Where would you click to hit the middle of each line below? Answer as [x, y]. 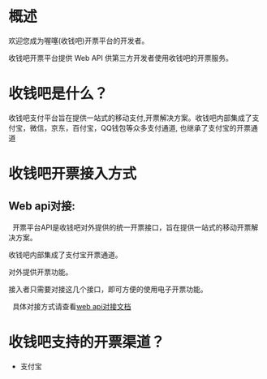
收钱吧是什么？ [58, 94]
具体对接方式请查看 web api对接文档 [71, 306]
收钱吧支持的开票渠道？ [87, 342]
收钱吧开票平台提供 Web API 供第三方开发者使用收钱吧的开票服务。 [121, 58]
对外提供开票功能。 [41, 272]
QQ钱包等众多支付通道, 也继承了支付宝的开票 [176, 127]
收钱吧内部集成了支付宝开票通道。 [65, 254]
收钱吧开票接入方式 [73, 174]
